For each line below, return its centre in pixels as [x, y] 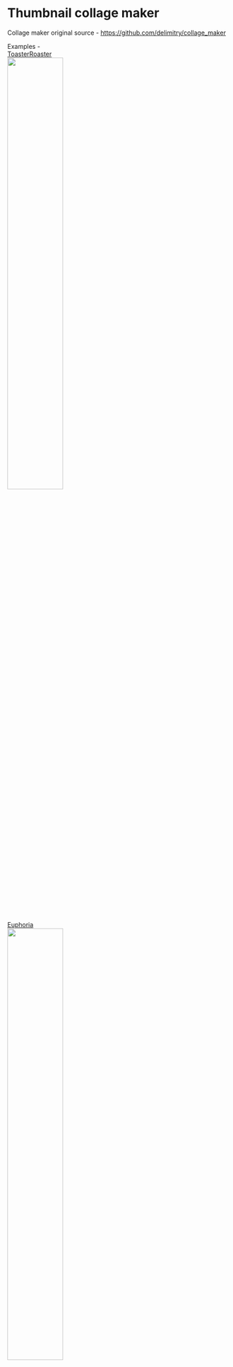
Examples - [24, 46]
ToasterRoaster [30, 54]
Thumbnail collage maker [83, 13]
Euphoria [20, 924]
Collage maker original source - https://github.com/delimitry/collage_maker [116, 33]
